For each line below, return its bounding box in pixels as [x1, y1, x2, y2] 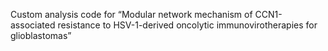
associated [10, 19, 56, 31]
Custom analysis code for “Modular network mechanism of [10, 9, 253, 20]
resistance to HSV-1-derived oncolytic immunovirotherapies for [57, 19, 318, 31]
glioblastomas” [10, 30, 72, 41]
